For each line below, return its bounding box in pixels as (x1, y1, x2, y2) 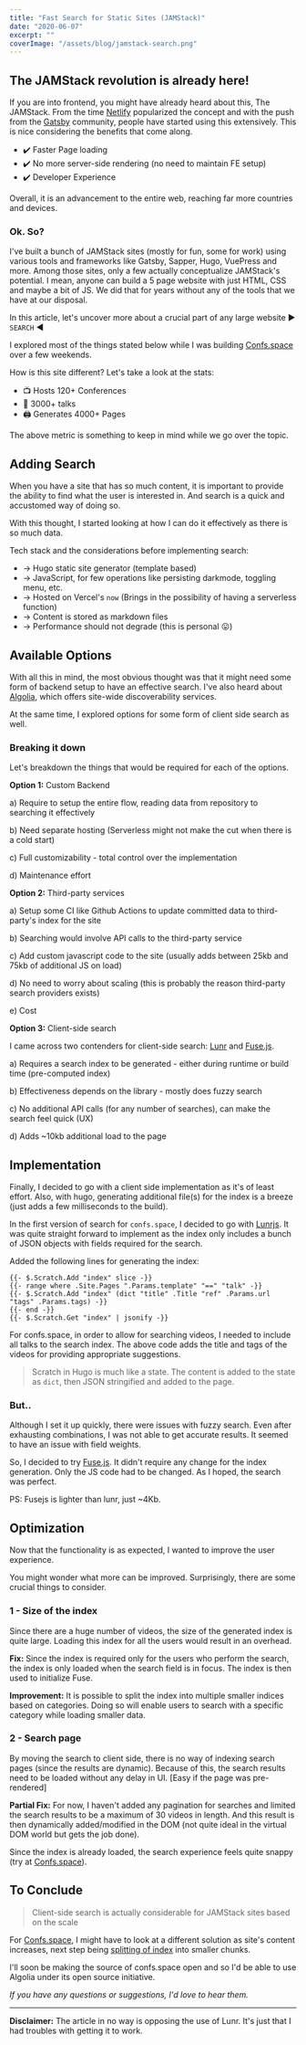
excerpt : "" (9, 30, 55, 39)
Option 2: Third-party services (9, 888, 125, 899)
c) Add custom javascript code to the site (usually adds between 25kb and (9, 951, 289, 962)
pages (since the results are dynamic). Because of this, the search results (9, 1762, 286, 1773)
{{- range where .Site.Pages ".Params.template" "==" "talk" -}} (9, 1281, 262, 1291)
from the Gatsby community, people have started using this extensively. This (9, 116, 297, 128)
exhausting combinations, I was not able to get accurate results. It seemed (9, 1429, 289, 1440)
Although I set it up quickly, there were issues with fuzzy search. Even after (9, 1419, 292, 1430)
